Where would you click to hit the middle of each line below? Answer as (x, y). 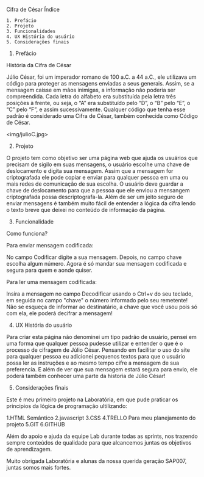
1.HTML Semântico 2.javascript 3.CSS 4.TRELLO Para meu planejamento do (101, 418)
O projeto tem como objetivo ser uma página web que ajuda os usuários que (102, 158)
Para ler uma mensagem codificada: (52, 282)
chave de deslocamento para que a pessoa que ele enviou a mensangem (98, 190)
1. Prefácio (21, 21)
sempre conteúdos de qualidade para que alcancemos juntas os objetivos (99, 442)
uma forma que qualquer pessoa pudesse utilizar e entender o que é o (95, 343)
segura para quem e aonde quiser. (49, 270)
